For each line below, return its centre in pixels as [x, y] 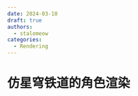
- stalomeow [31, 33]
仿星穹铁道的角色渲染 [69, 83]
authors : [20, 27]
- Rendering [31, 46]
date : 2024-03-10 [33, 14]
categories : [25, 40]
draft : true [25, 20]
